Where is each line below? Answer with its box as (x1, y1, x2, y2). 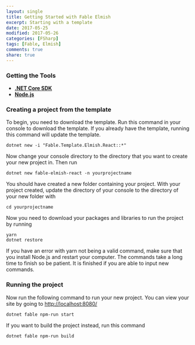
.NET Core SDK (14, 84, 53, 91)
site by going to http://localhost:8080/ (6, 300, 97, 307)
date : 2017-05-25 (6, 25, 48, 31)
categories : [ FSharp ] (6, 36, 59, 42)
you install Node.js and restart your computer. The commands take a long (6, 254, 183, 261)
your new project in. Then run (6, 159, 78, 166)
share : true (6, 52, 35, 58)
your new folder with (6, 193, 56, 200)
